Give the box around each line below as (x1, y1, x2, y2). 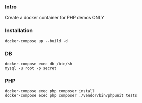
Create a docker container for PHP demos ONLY (5, 15, 105, 21)
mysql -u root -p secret (5, 66, 57, 71)
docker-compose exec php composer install (5, 89, 95, 94)
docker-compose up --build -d (5, 38, 68, 43)
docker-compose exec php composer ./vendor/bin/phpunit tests (5, 93, 137, 98)
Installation (5, 27, 33, 34)
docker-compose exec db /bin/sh (5, 61, 72, 66)
